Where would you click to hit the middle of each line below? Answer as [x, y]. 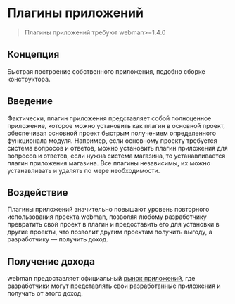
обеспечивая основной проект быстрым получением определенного [112, 133]
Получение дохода [51, 261]
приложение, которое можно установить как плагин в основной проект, [116, 125]
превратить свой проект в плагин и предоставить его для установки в [113, 224]
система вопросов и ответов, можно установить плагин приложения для [118, 148]
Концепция [33, 55]
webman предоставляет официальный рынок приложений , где [101, 279]
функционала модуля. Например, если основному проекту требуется [112, 140]
